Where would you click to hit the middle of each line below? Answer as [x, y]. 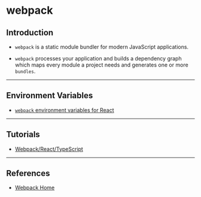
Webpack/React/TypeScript [49, 149]
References [28, 173]
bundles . [25, 71]
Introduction [30, 33]
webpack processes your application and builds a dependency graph [98, 58]
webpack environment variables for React [64, 110]
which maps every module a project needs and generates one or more [101, 65]
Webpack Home [35, 188]
